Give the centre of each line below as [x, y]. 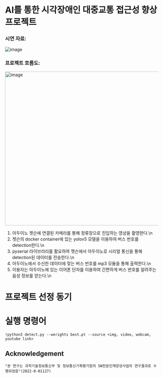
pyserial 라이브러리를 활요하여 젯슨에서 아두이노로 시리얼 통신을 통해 [77, 251]
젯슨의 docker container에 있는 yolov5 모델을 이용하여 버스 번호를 [75, 239]
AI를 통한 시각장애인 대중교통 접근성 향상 [81, 10]
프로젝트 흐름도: [23, 63]
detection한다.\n [28, 245]
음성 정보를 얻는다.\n [32, 276]
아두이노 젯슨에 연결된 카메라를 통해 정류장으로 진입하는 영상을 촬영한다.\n [82, 233]
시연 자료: [16, 39]
